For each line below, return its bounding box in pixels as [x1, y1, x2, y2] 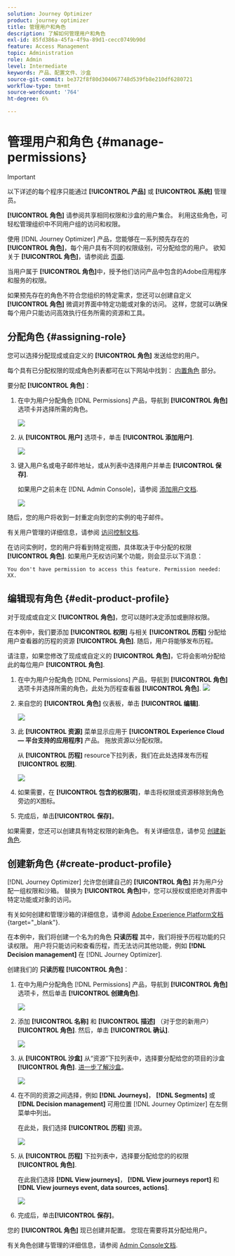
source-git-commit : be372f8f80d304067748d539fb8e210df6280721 [7, 75, 193, 83]
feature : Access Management [7, 43, 90, 50]
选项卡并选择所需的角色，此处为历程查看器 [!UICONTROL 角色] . [17, 684, 201, 692]
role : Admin [7, 56, 42, 63]
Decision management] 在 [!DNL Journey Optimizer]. [7, 951, 163, 959]
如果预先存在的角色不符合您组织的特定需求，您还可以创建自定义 [7, 291, 192, 299]
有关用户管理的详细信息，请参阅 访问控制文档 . [7, 528, 140, 536]
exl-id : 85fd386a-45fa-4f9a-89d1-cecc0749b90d [7, 37, 146, 44]
